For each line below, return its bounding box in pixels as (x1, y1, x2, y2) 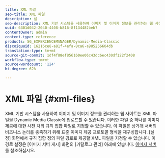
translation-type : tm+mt (5, 48, 56, 53)
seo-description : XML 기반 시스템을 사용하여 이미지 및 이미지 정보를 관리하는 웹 (5, 21, 153, 26)
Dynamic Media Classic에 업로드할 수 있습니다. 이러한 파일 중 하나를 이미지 (14, 116, 160, 123)
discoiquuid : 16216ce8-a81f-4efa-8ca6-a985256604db (5, 44, 113, 49)
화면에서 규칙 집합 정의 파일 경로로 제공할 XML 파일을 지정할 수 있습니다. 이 (11, 135, 156, 141)
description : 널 (5, 16, 38, 21)
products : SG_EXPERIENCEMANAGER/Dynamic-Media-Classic (5, 39, 120, 44)
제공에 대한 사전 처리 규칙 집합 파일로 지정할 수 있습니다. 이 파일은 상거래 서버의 (5, 123, 157, 129)
